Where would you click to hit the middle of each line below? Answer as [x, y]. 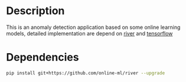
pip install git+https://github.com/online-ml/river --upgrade [86, 73]
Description [35, 11]
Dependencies [43, 58]
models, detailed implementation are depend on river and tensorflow [89, 33]
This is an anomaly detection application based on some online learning [93, 27]
